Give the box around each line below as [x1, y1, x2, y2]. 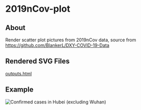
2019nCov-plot [5, 3, 70, 15]
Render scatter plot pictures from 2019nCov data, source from [5, 37, 136, 43]
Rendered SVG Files [5, 57, 70, 66]
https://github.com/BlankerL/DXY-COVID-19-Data [5, 42, 110, 48]
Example [5, 85, 34, 94]
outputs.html [5, 70, 32, 76]
